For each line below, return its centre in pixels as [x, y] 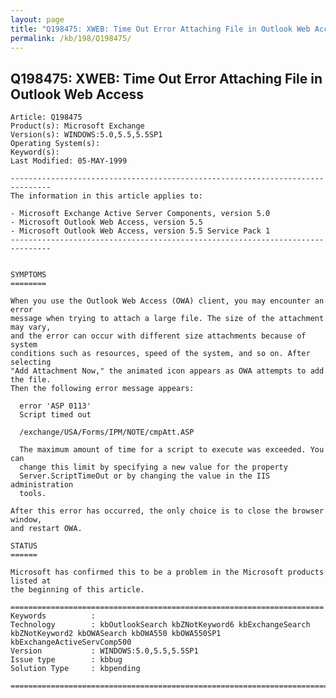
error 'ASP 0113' [55, 406]
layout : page [37, 19]
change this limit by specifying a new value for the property [153, 467]
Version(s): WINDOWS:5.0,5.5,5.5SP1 [86, 135]
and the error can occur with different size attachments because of [158, 336]
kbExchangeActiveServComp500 [71, 642]
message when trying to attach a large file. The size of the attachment [167, 319]
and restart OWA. [46, 529]
